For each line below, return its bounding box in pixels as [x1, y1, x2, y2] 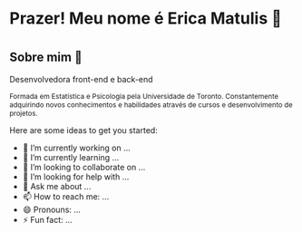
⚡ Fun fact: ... [22, 214, 73, 225]
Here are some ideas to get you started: [9, 124, 159, 135]
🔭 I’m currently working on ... [22, 142, 131, 153]
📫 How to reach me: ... [22, 190, 110, 202]
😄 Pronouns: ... [22, 204, 82, 215]
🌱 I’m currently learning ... [22, 151, 120, 162]
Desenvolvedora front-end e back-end [9, 73, 153, 84]
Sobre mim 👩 [9, 50, 83, 65]
